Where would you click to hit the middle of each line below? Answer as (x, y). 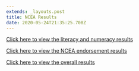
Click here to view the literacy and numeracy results (70, 40)
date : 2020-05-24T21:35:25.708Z (46, 22)
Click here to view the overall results (50, 62)
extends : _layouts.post (36, 12)
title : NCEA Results (32, 17)
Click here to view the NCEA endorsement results (67, 51)
